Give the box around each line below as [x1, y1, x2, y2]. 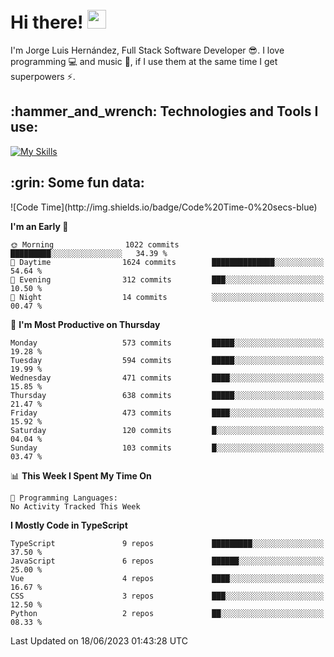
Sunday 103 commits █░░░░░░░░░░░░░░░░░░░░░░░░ [10, 443, 325, 453]
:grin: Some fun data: [10, 174, 145, 192]
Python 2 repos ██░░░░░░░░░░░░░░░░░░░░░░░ [10, 608, 325, 618]
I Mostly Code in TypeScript [10, 519, 128, 531]
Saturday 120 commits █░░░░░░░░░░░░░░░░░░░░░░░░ [10, 425, 325, 435]
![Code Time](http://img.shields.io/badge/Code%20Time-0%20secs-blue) [10, 201, 318, 213]
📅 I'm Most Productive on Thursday [10, 318, 161, 330]
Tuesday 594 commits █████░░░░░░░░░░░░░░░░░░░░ [10, 355, 325, 365]
